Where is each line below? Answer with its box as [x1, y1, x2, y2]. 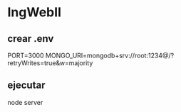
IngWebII [7, 4, 62, 21]
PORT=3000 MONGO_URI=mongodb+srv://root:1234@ [7, 51, 169, 60]
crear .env [7, 33, 54, 45]
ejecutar [7, 79, 46, 91]
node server [7, 98, 43, 106]
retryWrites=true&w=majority [7, 59, 93, 67]
